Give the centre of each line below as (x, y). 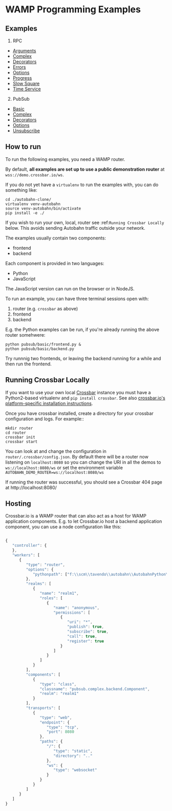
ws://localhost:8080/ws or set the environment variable (64, 467)
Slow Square (26, 84)
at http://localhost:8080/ (31, 487)
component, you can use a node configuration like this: (63, 527)
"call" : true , (82, 636)
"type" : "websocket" (75, 770)
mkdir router (19, 428)
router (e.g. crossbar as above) (45, 308)
